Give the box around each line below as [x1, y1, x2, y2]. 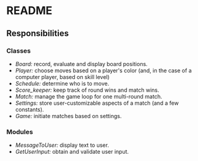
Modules [6, 127, 34, 136]
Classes [6, 47, 31, 55]
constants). [15, 105, 44, 113]
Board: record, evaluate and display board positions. [15, 60, 148, 67]
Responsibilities [6, 28, 69, 39]
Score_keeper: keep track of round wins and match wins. [15, 86, 159, 94]
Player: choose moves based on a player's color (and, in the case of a [15, 67, 192, 74]
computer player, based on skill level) [15, 73, 110, 80]
